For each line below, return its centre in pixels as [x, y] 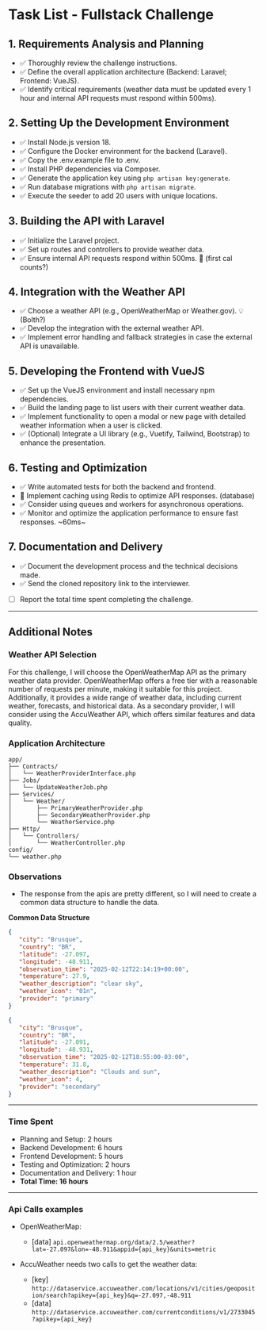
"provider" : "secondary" [60, 1087]
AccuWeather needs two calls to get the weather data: [108, 1264]
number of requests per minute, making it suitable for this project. [116, 689]
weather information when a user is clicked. [91, 425]
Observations [35, 876]
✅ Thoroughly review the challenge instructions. [98, 63]
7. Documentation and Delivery [86, 547]
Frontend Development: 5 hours [71, 1156]
